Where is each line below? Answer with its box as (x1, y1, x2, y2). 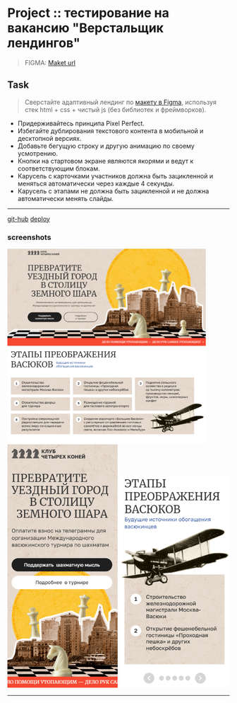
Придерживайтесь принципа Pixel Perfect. (17, 119, 145, 127)
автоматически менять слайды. (17, 194, 114, 202)
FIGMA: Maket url (24, 58, 76, 67)
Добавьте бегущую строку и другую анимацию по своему (17, 142, 195, 150)
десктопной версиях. (17, 134, 83, 142)
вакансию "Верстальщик (7, 20, 164, 36)
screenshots (7, 232, 51, 242)
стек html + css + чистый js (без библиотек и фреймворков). (24, 105, 207, 114)
